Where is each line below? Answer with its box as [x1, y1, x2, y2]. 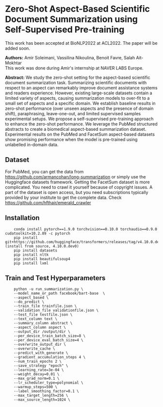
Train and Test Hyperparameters [5, 274, 106, 282]
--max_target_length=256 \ [14, 393, 68, 398]
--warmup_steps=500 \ [14, 385, 57, 389]
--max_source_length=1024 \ [14, 397, 70, 402]
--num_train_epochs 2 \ [14, 359, 62, 364]
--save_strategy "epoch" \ [14, 363, 68, 368]
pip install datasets [14, 248, 57, 253]
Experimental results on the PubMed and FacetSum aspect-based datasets [5, 131, 155, 137]
